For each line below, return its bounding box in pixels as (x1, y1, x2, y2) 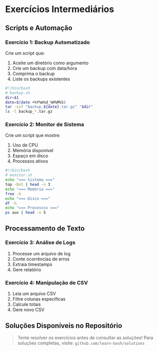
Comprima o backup (12, 71, 55, 77)
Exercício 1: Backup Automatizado (5, 39, 90, 46)
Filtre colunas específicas (12, 296, 66, 302)
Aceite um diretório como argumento (12, 59, 89, 66)
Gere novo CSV (12, 307, 45, 313)
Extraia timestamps (12, 261, 53, 267)
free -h (5, 191, 22, 196)
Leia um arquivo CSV (12, 291, 56, 297)
